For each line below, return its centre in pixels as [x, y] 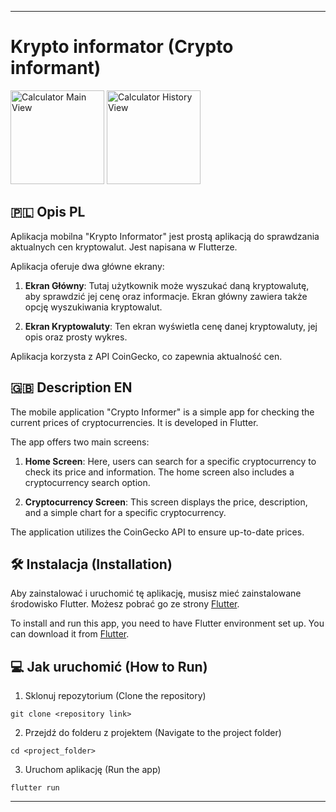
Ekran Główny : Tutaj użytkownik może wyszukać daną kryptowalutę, [167, 285]
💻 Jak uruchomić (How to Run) [109, 666]
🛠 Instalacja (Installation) [91, 564]
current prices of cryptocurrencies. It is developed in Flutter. [134, 422]
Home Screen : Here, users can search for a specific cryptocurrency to [170, 461]
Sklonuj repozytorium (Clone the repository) [115, 696]
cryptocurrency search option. [87, 482]
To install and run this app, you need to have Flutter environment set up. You [167, 623]
